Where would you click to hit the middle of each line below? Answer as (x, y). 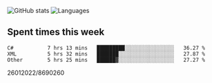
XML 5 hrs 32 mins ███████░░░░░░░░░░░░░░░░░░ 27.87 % (106, 54)
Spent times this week (56, 32)
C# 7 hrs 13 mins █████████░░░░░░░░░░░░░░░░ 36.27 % (106, 48)
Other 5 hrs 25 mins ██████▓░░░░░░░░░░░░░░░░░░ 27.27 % (106, 60)
